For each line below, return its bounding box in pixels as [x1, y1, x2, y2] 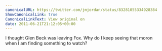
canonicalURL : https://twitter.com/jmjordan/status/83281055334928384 [5, 7, 157, 12]
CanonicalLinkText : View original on [5, 16, 85, 21]
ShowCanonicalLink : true [5, 12, 58, 17]
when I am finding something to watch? [5, 40, 88, 46]
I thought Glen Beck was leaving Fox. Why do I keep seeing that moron [5, 35, 153, 41]
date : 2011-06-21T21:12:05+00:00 [5, 21, 76, 26]
